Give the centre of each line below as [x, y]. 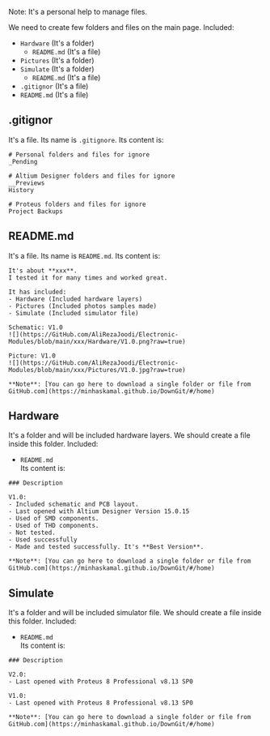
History [21, 190]
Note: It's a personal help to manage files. [78, 12]
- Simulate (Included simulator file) [74, 313]
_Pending [23, 161]
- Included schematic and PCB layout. [74, 505]
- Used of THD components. [54, 526]
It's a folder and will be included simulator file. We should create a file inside [135, 613]
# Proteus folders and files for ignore [78, 204]
